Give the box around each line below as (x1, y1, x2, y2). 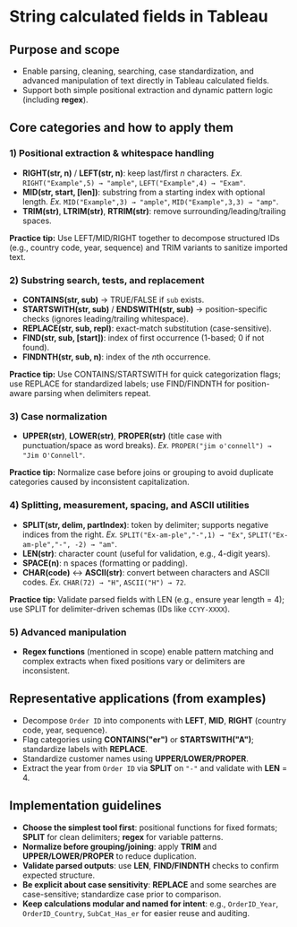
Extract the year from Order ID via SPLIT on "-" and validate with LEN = (21, 762, 288, 773)
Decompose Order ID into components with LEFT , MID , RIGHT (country (21, 715, 286, 725)
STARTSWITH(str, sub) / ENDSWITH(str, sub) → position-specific (21, 303, 268, 315)
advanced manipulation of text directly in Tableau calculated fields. (21, 75, 270, 86)
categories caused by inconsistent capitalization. (9, 477, 190, 488)
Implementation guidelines (9, 798, 163, 813)
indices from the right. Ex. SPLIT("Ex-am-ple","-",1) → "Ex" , (21, 529, 246, 540)
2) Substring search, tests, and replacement (9, 273, 205, 286)
